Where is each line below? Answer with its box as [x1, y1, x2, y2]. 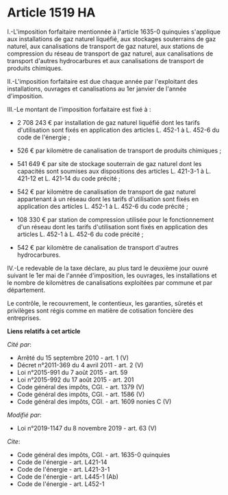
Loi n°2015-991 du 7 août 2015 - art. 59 [16, 368, 128, 376]
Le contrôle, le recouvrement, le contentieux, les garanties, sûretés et [7, 299, 203, 307]
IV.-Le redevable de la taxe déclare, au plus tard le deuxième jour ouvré [7, 264, 209, 272]
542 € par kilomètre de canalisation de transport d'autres [16, 243, 179, 251]
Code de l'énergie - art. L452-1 [16, 479, 105, 488]
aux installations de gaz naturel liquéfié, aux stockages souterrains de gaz [7, 34, 216, 43]
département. [7, 286, 46, 294]
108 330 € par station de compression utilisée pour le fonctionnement [16, 215, 214, 224]
